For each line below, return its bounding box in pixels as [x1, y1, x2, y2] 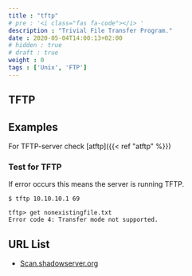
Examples [8, 120, 58, 134]
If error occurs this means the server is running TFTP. [8, 179, 185, 189]
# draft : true [8, 49, 59, 57]
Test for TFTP [8, 161, 62, 172]
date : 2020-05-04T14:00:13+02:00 [8, 34, 123, 42]
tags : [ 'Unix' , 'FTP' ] [8, 64, 88, 72]
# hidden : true [8, 41, 62, 49]
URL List [8, 237, 50, 251]
